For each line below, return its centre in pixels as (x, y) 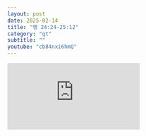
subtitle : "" (26, 40)
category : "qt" (30, 34)
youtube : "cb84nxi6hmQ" (42, 47)
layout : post (26, 14)
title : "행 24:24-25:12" (43, 27)
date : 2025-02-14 (33, 21)
